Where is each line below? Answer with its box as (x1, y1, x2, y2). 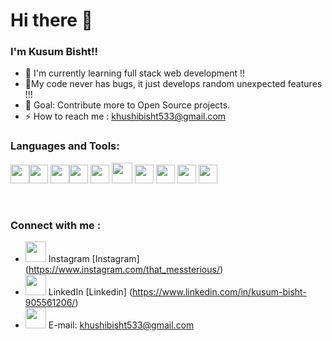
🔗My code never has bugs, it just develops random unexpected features (24, 78, 323, 90)
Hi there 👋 (10, 9, 93, 32)
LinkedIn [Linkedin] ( (48, 286, 133, 298)
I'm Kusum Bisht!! (10, 45, 99, 59)
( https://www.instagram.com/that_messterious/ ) (24, 264, 224, 276)
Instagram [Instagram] (48, 253, 140, 265)
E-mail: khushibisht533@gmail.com (48, 319, 195, 331)
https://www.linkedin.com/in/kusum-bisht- (132, 286, 307, 298)
